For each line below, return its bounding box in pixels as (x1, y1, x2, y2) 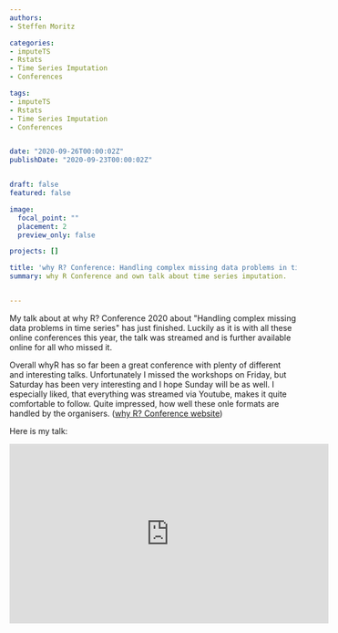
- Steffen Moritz (9, 22, 76, 31)
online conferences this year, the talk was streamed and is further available (9, 332, 292, 343)
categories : (9, 38, 55, 47)
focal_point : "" (17, 213, 79, 223)
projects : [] (9, 247, 59, 256)
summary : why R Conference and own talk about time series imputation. (9, 272, 287, 281)
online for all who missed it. (9, 341, 112, 352)
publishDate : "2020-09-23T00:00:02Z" (9, 156, 153, 165)
